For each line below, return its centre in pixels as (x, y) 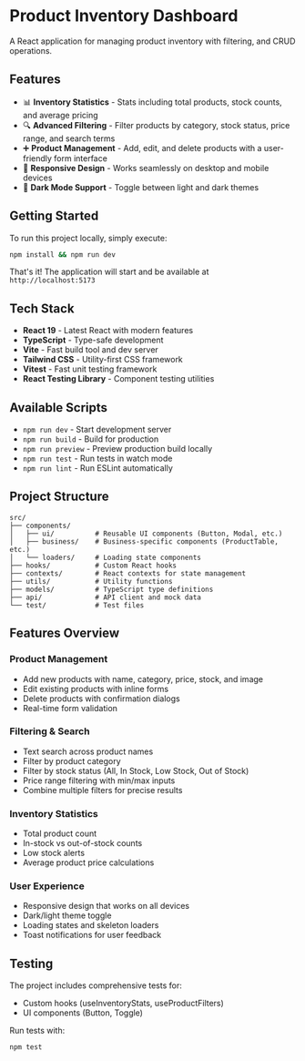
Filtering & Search (50, 731)
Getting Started (54, 216)
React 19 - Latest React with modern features (108, 331)
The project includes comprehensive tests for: (96, 985)
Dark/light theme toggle (67, 915)
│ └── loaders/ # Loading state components (106, 557)
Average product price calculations (88, 862)
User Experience (47, 886)
